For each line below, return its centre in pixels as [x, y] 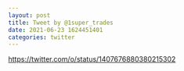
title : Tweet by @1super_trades [61, 23]
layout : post [29, 15]
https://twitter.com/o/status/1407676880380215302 [92, 59]
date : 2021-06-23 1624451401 [56, 30]
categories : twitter [42, 37]
